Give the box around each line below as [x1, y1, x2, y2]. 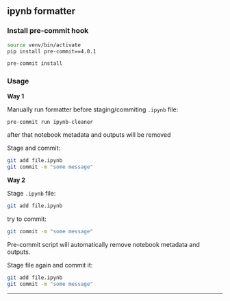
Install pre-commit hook [7, 26, 89, 36]
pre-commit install [7, 60, 63, 67]
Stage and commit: [7, 144, 60, 153]
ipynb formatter [7, 5, 76, 17]
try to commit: [7, 215, 47, 223]
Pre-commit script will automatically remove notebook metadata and [7, 240, 201, 248]
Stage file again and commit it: [7, 261, 93, 269]
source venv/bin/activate [7, 41, 81, 49]
